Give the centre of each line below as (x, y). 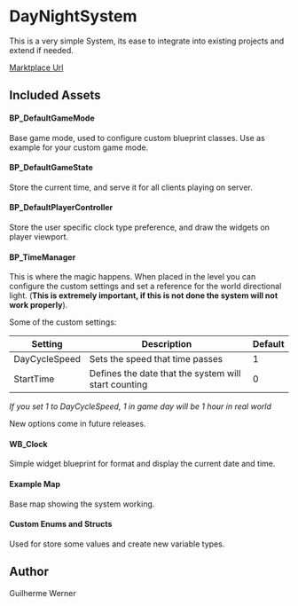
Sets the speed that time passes (156, 359)
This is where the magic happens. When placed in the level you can (133, 277)
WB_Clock (28, 444)
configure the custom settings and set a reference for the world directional (145, 287)
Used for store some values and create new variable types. (117, 544)
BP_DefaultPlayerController (61, 208)
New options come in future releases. (78, 424)
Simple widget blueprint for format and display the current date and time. (142, 464)
